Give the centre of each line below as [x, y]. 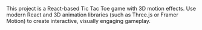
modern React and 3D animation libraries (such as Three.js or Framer [92, 15]
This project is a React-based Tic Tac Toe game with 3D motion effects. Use [101, 9]
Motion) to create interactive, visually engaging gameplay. [79, 21]
